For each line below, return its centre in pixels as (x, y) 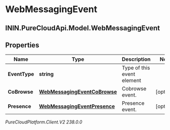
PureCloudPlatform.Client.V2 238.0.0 (44, 122)
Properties (22, 45)
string (46, 74)
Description (136, 59)
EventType (21, 74)
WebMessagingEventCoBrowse (78, 92)
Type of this (136, 68)
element (132, 80)
